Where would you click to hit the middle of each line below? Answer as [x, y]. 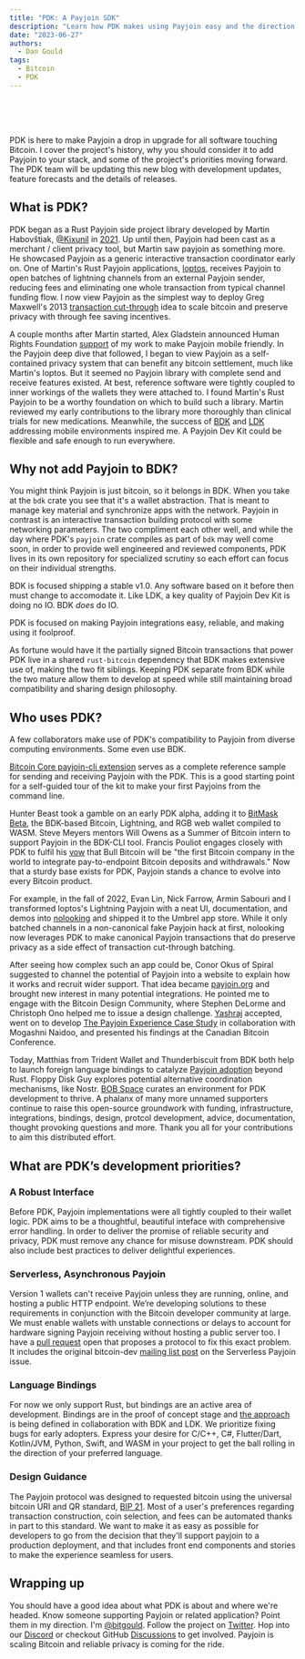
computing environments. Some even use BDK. [98, 749]
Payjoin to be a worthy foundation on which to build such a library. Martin [147, 402]
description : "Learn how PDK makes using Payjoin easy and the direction [152, 26]
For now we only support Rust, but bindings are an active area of [131, 1405]
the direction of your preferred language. [86, 1453]
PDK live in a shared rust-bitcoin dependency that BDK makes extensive [147, 660]
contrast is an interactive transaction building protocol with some [131, 520]
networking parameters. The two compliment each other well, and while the [151, 530]
